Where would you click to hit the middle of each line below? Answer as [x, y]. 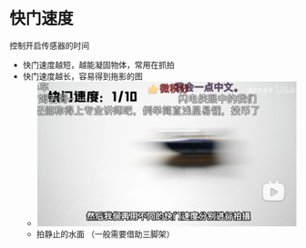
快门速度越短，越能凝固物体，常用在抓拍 [98, 64]
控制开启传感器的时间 [49, 45]
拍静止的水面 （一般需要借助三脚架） [105, 233]
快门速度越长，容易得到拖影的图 [82, 76]
